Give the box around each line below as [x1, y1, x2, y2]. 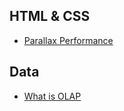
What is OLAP [23, 90, 82, 102]
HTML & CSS [9, 8, 91, 25]
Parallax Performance [23, 34, 114, 46]
